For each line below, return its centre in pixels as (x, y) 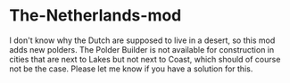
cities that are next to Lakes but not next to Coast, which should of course (145, 59)
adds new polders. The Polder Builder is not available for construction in (142, 49)
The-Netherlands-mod (95, 16)
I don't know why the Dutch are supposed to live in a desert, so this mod (142, 40)
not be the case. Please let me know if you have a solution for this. (131, 69)
